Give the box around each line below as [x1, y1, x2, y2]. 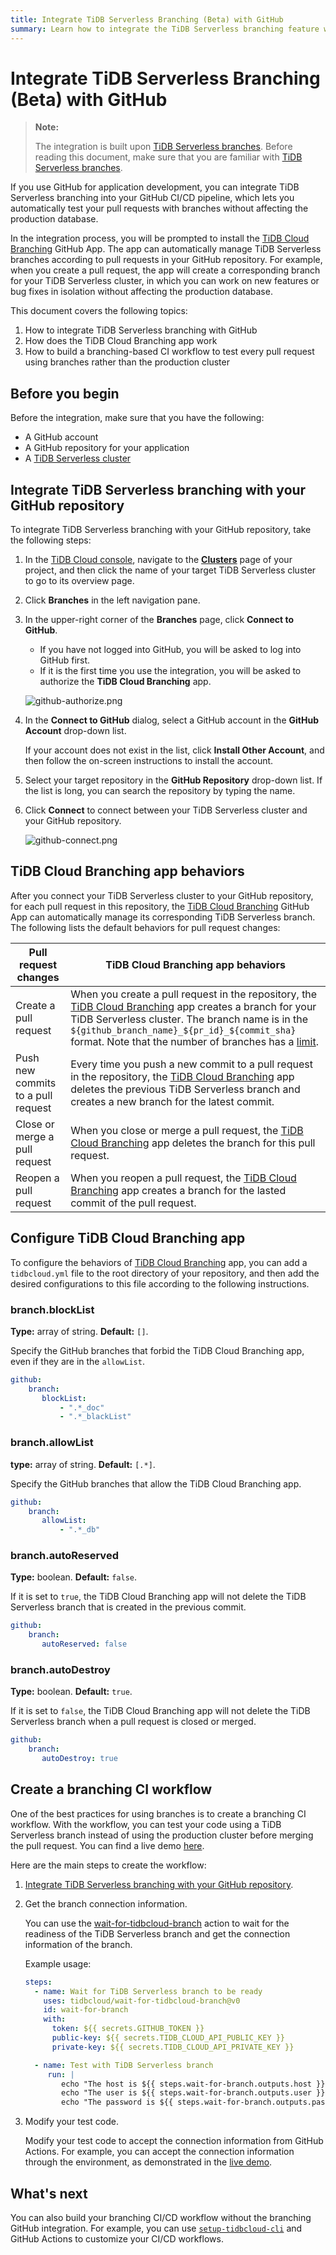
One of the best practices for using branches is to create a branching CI [10, 1807, 307, 1820]
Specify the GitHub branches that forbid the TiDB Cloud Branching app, [10, 1344, 305, 1356]
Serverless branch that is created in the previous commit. [10, 1601, 247, 1613]
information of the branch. [24, 1938, 133, 1950]
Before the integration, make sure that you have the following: [10, 412, 265, 424]
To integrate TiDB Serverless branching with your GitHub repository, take [10, 524, 312, 536]
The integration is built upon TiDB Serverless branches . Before [34, 141, 293, 153]
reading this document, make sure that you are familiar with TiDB [34, 151, 303, 163]
